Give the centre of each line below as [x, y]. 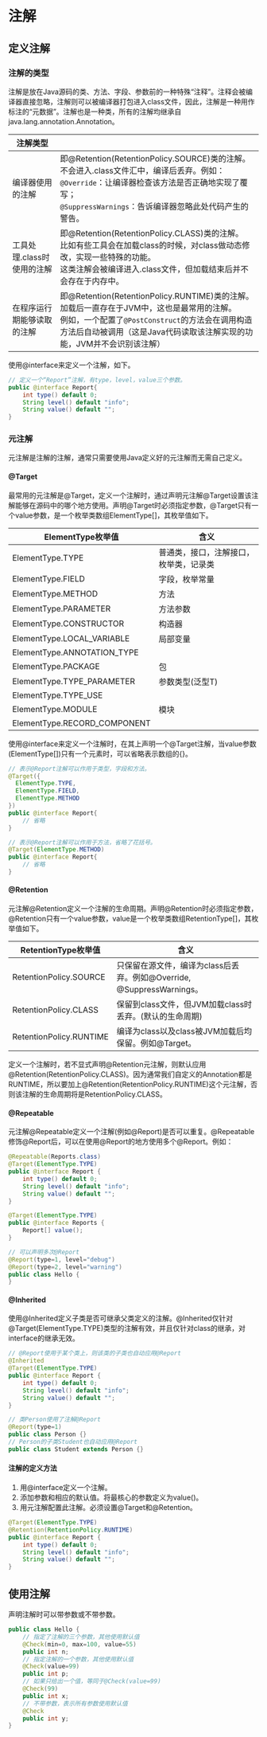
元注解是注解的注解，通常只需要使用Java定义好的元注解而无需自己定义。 [128, 458]
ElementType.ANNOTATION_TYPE [75, 652]
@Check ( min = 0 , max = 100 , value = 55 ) [79, 1644]
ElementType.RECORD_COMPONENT [81, 723]
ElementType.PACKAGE [56, 666]
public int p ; [46, 1674]
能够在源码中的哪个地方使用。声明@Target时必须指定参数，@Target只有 [133, 505]
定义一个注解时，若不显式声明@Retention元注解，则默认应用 [107, 1065]
